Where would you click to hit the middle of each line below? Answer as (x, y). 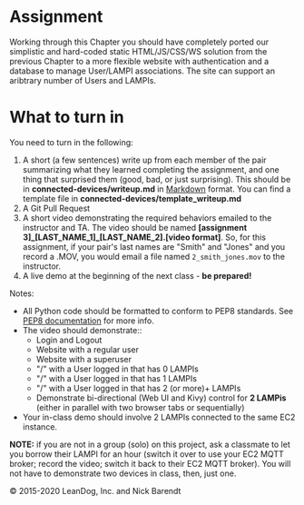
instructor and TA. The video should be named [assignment (135, 227)
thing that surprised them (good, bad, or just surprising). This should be (157, 179)
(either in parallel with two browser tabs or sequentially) (140, 407)
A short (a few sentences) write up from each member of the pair (144, 160)
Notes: (22, 293)
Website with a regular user (87, 349)
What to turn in (67, 118)
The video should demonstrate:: (82, 330)
